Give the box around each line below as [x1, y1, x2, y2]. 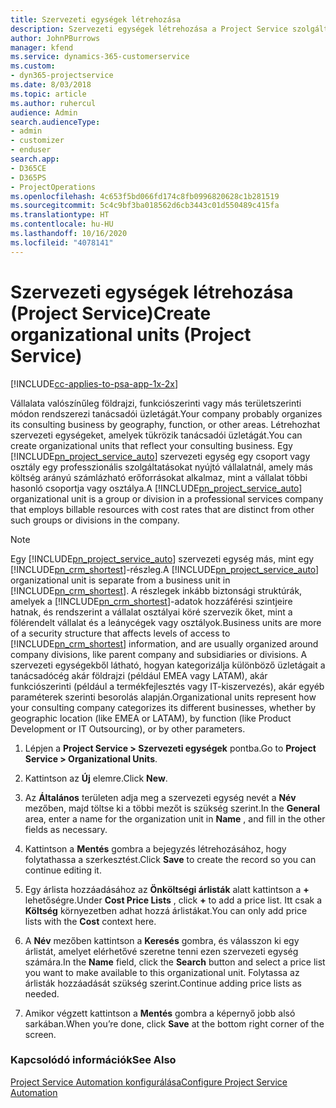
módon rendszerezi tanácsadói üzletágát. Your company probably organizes [10, 407, 323, 420]
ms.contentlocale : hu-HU [10, 219, 114, 230]
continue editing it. [24, 864, 102, 876]
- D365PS [10, 172, 47, 183]
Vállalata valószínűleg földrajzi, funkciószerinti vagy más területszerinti [10, 397, 302, 409]
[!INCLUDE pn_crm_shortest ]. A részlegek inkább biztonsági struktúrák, [10, 584, 303, 596]
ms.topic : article [10, 89, 87, 99]
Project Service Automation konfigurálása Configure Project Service [10, 1076, 288, 1088]
